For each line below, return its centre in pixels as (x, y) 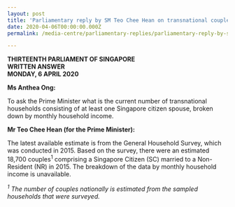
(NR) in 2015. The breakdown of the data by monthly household (125, 166)
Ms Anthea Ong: (31, 87)
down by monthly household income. (60, 116)
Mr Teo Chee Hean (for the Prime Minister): (71, 129)
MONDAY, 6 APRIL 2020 (43, 74)
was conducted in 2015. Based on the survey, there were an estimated (108, 150)
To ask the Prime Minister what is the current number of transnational (107, 101)
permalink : (23, 33)
